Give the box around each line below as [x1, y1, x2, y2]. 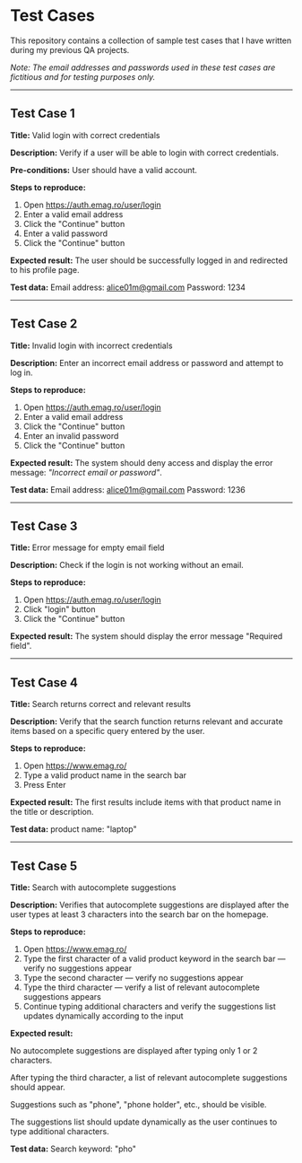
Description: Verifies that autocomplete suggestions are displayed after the [10, 899, 289, 910]
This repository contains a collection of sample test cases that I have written [10, 35, 292, 46]
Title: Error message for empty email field [10, 542, 165, 553]
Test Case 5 [10, 858, 78, 873]
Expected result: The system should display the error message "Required [10, 631, 283, 642]
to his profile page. [10, 264, 80, 275]
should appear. [10, 1082, 65, 1092]
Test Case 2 [10, 316, 78, 332]
